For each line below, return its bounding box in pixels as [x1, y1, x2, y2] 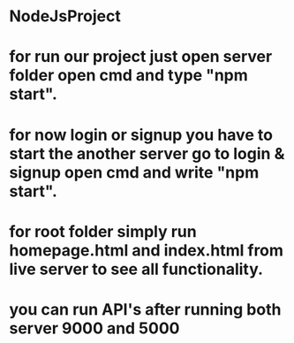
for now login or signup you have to [9, 125, 274, 145]
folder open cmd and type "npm [9, 65, 249, 86]
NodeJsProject [9, 6, 121, 27]
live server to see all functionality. [9, 259, 263, 279]
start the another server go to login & [9, 143, 285, 164]
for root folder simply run [9, 221, 197, 241]
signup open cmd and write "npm [9, 162, 260, 182]
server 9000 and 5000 [9, 318, 180, 338]
